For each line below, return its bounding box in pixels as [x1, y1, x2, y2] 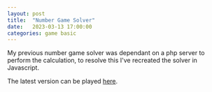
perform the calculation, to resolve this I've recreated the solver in [7, 56, 198, 65]
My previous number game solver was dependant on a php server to [7, 49, 205, 57]
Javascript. [7, 63, 40, 72]
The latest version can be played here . [7, 77, 118, 86]
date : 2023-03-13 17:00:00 [7, 23, 92, 30]
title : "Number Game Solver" [7, 17, 96, 24]
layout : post [7, 10, 45, 17]
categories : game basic [7, 29, 77, 37]
